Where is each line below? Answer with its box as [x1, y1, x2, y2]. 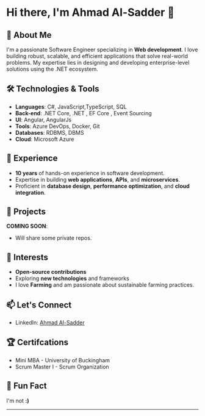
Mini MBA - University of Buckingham [15, 356, 110, 364]
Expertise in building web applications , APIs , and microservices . [15, 176, 181, 183]
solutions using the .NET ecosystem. [6, 65, 99, 73]
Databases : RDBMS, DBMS [15, 129, 84, 136]
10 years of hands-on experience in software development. [15, 169, 165, 176]
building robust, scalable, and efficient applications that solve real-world [6, 52, 188, 60]
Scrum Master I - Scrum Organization [15, 363, 110, 370]
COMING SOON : [6, 223, 48, 230]
